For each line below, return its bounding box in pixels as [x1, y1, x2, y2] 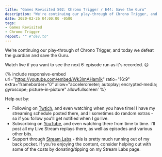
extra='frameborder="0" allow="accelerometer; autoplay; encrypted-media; [5, 81, 158, 87]
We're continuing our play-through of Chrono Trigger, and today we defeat [5, 47, 154, 53]
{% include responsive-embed [5, 71, 66, 77]
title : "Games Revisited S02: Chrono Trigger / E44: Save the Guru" [5, 7, 146, 12]
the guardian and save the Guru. [5, 52, 69, 58]
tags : [5, 20, 16, 26]
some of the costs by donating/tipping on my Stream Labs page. [12, 146, 141, 152]
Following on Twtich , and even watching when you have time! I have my [12, 105, 156, 111]
